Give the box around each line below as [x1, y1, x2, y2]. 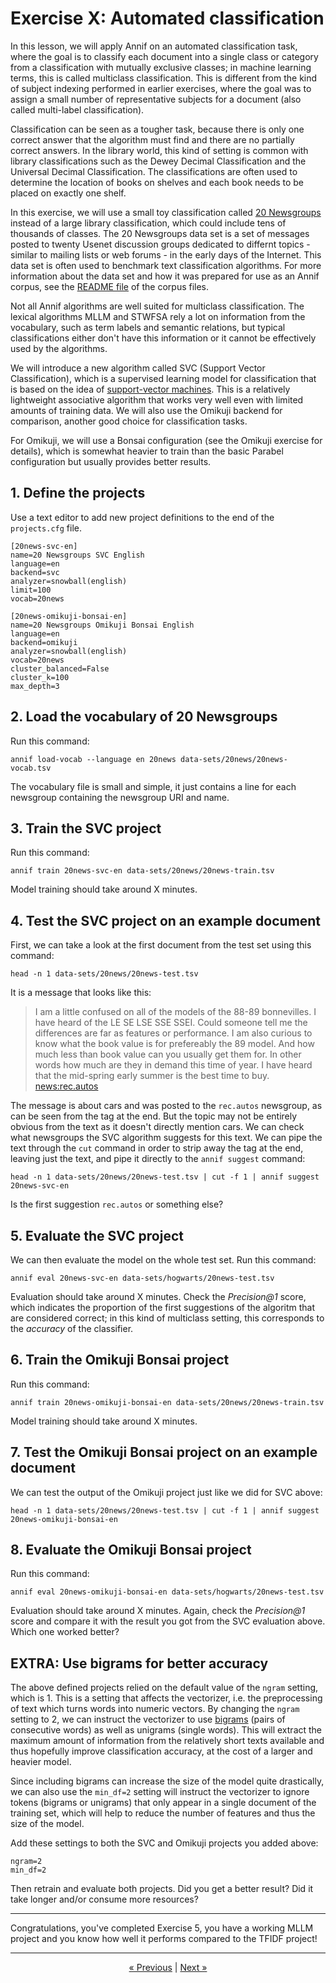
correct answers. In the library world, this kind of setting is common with [10, 144, 309, 156]
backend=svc [10, 567, 60, 577]
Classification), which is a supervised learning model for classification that [10, 372, 317, 384]
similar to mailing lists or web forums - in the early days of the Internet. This [10, 248, 322, 261]
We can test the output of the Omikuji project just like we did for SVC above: [10, 1486, 323, 1498]
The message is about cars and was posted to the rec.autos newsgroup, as [10, 1100, 323, 1112]
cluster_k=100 [10, 672, 70, 682]
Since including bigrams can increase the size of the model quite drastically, [10, 1775, 325, 1787]
